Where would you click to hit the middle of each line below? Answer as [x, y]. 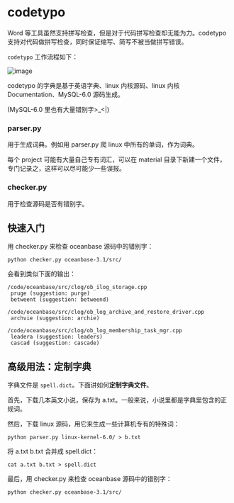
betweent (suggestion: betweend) [60, 300]
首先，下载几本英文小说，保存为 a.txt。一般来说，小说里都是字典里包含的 [114, 400]
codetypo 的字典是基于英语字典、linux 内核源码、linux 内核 [94, 85]
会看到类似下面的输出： [41, 274]
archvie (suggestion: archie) [55, 318]
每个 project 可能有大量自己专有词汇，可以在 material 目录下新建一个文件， [117, 159]
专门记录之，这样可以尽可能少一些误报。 [66, 169]
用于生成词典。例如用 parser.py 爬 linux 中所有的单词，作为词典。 [103, 145]
